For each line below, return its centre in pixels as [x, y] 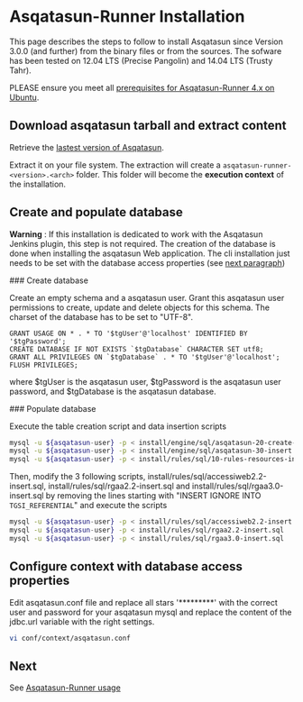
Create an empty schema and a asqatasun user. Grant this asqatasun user [147, 297]
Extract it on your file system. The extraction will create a [115, 165]
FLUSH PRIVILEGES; [44, 365]
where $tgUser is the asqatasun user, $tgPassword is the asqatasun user [145, 381]
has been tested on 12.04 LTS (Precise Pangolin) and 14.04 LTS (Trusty [141, 60]
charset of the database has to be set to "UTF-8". [101, 316]
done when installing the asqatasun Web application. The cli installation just [150, 253]
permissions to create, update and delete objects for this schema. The [140, 307]
